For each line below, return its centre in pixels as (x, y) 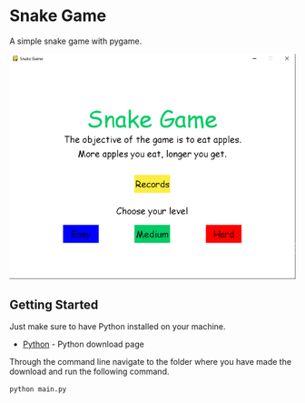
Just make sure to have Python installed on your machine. (118, 327)
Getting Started (54, 304)
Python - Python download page (84, 344)
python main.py (38, 389)
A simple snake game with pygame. (76, 41)
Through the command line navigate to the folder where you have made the (151, 362)
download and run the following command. (89, 372)
